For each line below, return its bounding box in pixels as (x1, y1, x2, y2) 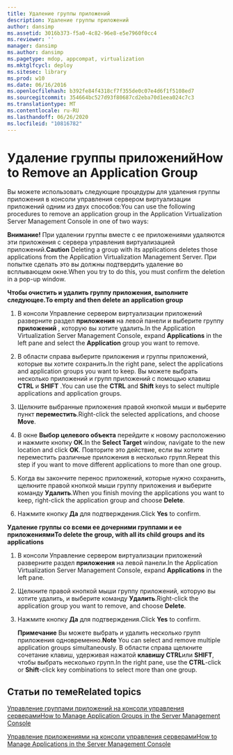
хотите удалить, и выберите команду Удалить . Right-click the (17, 594, 199, 603)
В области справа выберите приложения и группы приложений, (17, 352, 209, 361)
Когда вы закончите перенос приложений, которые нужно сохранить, (17, 474, 226, 482)
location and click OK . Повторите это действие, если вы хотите (17, 446, 204, 454)
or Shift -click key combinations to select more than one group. (17, 665, 198, 674)
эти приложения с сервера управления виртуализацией (7, 238, 175, 247)
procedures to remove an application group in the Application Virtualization (7, 210, 223, 218)
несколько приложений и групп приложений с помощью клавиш (17, 375, 211, 383)
